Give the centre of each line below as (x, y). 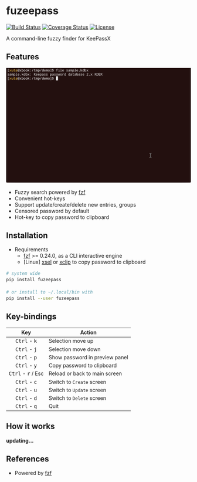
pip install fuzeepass (34, 280)
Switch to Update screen (78, 390)
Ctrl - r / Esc (26, 373)
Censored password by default (52, 211)
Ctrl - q (26, 406)
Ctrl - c (26, 382)
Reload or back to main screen (85, 373)
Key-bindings (31, 317)
